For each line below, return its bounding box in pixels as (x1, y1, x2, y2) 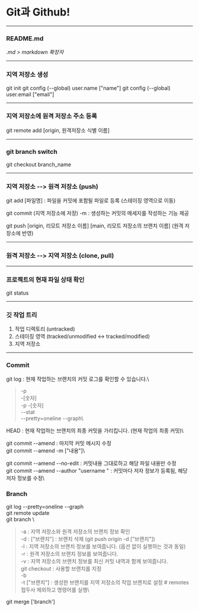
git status (6, 289, 29, 297)
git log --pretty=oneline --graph (6, 503, 84, 510)
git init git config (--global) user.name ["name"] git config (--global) (6, 84, 171, 91)
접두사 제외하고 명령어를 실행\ (20, 586, 90, 593)
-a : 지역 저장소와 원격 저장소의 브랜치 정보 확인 (20, 528, 130, 535)
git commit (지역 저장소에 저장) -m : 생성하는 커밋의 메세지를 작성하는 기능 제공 (6, 210, 190, 217)
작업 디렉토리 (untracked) (14, 325, 75, 333)
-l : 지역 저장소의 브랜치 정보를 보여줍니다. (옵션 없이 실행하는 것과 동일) (20, 543, 186, 550)
